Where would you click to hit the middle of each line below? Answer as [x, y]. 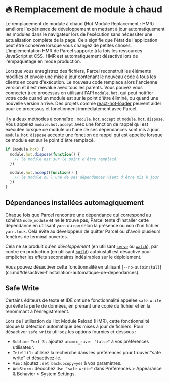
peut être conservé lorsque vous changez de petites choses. [69, 45]
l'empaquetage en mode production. [43, 61]
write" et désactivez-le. [37, 358]
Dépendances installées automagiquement [75, 203]
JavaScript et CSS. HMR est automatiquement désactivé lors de [72, 56]
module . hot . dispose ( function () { [45, 154]
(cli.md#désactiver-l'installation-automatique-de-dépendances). [73, 272]
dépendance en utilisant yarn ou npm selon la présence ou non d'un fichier [82, 225]
